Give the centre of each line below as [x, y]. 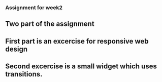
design [17, 49]
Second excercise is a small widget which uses [81, 67]
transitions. [24, 74]
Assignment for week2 [34, 8]
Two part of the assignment [50, 24]
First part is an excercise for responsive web [77, 41]
